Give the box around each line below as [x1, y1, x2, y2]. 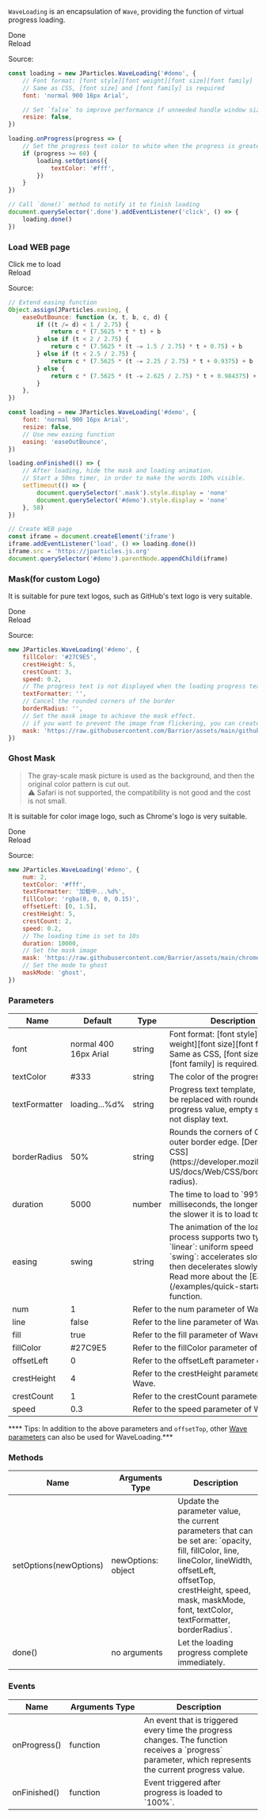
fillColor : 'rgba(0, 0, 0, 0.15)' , [22, 895, 140, 903]
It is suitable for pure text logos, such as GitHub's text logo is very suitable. [8, 591, 253, 601]
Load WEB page [8, 241, 70, 252]
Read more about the [169, 1271, 248, 1282]
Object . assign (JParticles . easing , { [8, 306, 129, 313]
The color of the [169, 1072, 230, 1083]
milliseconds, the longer [169, 1199, 259, 1210]
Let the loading [177, 1638, 234, 1649]
